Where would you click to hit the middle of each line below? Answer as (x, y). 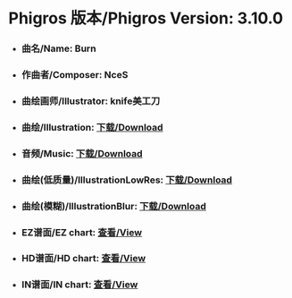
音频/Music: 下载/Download (82, 153)
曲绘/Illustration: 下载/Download (92, 127)
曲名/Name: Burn (58, 48)
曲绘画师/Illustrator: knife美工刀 (91, 101)
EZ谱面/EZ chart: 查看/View (82, 232)
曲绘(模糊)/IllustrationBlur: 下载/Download (113, 206)
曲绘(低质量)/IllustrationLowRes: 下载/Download (127, 180)
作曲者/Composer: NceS (75, 75)
